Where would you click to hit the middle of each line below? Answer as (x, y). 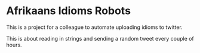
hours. (14, 45)
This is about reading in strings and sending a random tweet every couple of (100, 38)
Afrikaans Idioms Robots (69, 11)
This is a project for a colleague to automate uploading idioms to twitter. (95, 27)
